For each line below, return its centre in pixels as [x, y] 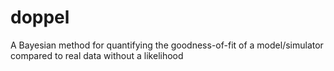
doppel [40, 17]
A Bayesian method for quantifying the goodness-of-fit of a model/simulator [167, 45]
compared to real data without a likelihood [97, 55]
